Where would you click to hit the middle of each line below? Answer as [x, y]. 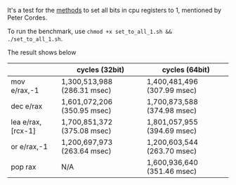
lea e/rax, [26, 122]
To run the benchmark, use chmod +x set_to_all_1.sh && [90, 31]
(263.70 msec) [172, 151]
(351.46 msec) [172, 171]
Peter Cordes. [27, 18]
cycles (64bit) [186, 70]
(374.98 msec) [172, 110]
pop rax [24, 167]
